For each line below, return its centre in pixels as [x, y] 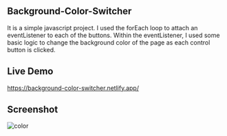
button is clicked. [32, 49]
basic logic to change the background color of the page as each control [109, 42]
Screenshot [33, 110]
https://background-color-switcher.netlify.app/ [73, 88]
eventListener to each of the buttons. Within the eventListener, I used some [113, 35]
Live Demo [30, 71]
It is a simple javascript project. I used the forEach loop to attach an [102, 27]
